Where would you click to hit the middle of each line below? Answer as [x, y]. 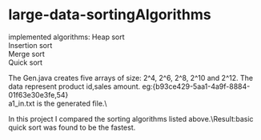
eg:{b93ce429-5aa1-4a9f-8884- [196, 86]
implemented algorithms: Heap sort [67, 37]
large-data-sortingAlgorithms [110, 15]
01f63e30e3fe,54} [38, 94]
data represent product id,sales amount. [74, 86]
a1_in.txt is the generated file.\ [58, 103]
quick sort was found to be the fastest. [72, 127]
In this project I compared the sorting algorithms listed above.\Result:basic [131, 118]
